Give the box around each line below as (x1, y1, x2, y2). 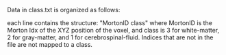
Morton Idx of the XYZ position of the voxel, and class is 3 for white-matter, (7, 26, 220, 34)
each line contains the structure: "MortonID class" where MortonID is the (7, 19, 212, 26)
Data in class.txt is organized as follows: (7, 6, 121, 14)
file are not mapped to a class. (7, 41, 92, 48)
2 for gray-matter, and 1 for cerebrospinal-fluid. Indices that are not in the (7, 33, 214, 41)
